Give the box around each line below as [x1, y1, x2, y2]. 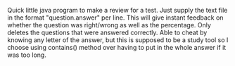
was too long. [7, 51, 47, 59]
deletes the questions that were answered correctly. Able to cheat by [7, 28, 208, 37]
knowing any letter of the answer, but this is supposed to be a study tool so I [7, 36, 229, 44]
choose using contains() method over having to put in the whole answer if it [7, 44, 227, 51]
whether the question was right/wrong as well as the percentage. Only [7, 21, 211, 29]
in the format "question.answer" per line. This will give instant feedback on [7, 13, 224, 22]
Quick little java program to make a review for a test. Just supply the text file [7, 6, 228, 14]
